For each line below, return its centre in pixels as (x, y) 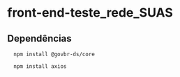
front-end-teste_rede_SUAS (90, 13)
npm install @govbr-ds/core (54, 54)
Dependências (39, 38)
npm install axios (40, 67)
